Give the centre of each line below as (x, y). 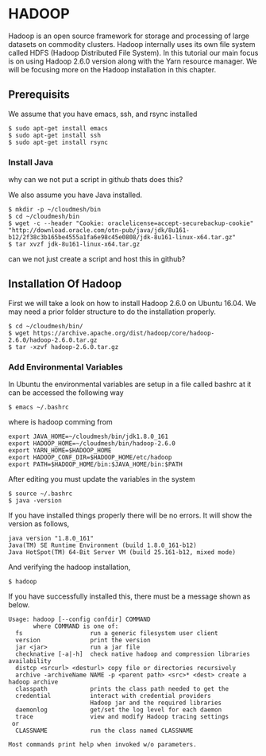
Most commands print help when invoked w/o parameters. (102, 745)
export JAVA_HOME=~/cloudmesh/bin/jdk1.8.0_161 (89, 437)
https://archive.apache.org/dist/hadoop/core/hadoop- (124, 333)
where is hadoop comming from (60, 422)
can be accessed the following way (66, 393)
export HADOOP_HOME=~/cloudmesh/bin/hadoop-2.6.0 (92, 444)
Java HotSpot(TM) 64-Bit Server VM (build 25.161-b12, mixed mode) (122, 552)
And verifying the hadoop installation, (69, 567)
